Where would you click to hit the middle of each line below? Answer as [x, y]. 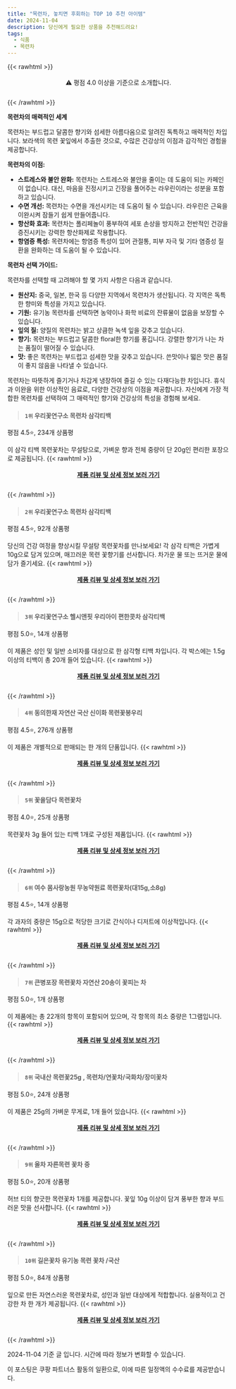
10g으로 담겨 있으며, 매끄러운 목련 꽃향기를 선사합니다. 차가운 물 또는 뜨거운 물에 [117, 555]
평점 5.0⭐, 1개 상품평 [36, 999]
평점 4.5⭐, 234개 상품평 [41, 433]
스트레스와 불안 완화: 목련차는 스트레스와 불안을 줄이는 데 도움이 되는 [111, 179]
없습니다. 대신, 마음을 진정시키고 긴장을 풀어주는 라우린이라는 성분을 [118, 188]
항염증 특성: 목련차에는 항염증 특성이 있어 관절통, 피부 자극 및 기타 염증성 [117, 241]
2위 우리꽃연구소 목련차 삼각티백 [68, 511]
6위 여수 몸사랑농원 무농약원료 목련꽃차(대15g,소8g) [95, 887]
